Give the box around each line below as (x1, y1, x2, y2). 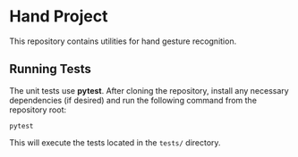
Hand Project (9, 6, 108, 27)
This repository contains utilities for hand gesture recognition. (9, 36, 237, 46)
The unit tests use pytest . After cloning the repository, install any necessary (9, 85, 289, 95)
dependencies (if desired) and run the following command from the (9, 95, 258, 105)
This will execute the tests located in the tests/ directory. (9, 136, 221, 148)
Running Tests (9, 62, 91, 77)
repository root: (9, 104, 67, 115)
